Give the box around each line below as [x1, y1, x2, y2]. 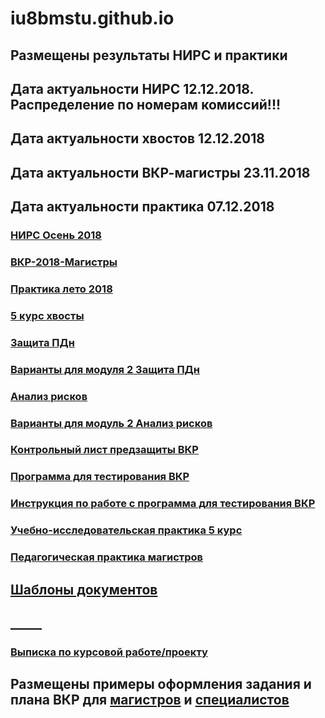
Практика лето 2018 [10, 282, 113, 296]
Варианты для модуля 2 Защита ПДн [10, 362, 200, 376]
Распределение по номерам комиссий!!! [10, 96, 282, 113]
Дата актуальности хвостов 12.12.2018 [10, 130, 265, 147]
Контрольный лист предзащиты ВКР [10, 443, 199, 457]
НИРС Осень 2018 [10, 228, 102, 242]
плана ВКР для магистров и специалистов [10, 692, 290, 709]
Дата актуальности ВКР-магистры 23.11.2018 [10, 164, 311, 181]
